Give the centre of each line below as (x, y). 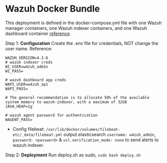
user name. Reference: (29, 48)
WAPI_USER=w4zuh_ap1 (27, 84)
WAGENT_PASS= (19, 120)
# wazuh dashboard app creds (36, 80)
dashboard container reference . (38, 33)
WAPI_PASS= (17, 89)
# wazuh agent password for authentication (52, 115)
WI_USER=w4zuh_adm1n (27, 67)
